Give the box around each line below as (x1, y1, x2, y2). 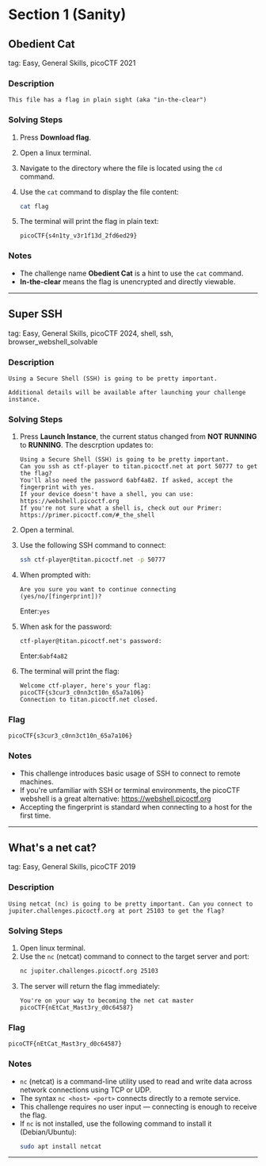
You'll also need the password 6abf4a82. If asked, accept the (19, 476, 234, 485)
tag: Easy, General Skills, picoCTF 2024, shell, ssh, (8, 328, 174, 338)
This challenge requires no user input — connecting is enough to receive (19, 1102, 257, 1111)
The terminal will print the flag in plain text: (19, 217, 159, 226)
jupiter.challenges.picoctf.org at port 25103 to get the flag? (8, 906, 225, 914)
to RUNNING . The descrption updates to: (19, 441, 154, 450)
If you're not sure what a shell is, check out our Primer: (19, 504, 222, 513)
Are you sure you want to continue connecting (19, 586, 177, 594)
